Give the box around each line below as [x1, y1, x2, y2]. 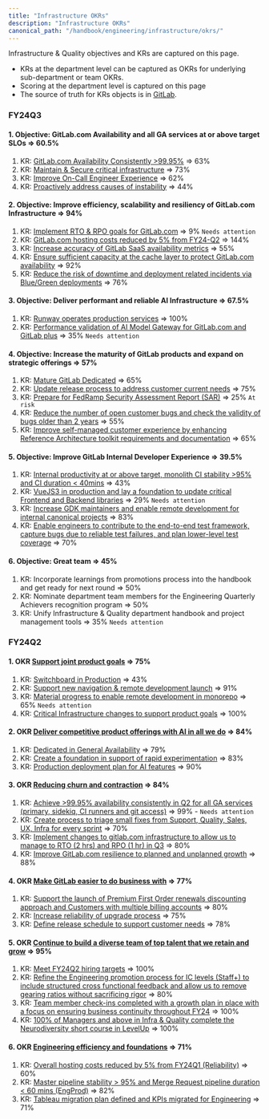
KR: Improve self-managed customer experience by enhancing [19, 425, 227, 435]
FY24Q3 [8, 110, 42, 121]
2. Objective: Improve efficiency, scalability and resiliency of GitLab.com [8, 200, 255, 209]
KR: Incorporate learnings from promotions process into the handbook [19, 574, 252, 584]
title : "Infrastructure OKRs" [8, 11, 110, 20]
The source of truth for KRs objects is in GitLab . [19, 90, 178, 99]
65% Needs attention [19, 699, 92, 710]
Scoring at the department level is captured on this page [19, 81, 207, 91]
